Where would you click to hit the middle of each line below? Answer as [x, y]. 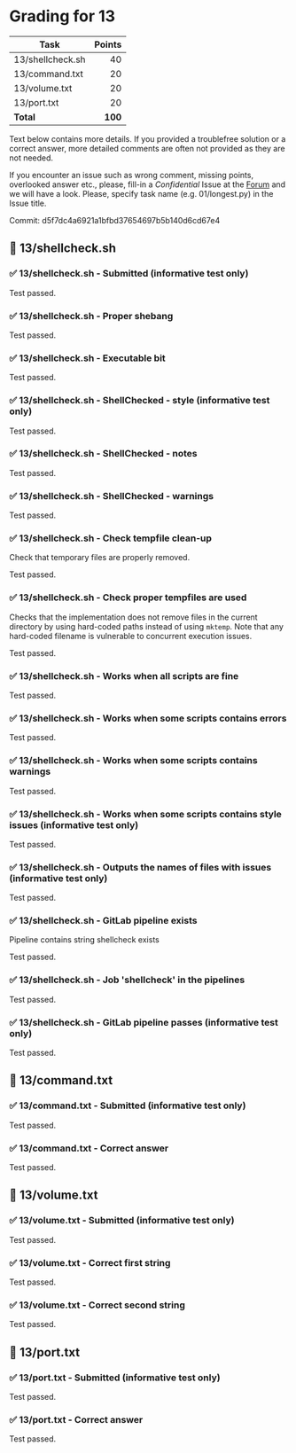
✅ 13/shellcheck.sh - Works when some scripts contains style [145, 814]
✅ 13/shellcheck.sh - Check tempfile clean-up [111, 538]
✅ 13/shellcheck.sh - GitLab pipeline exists [103, 921]
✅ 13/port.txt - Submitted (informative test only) [115, 1378]
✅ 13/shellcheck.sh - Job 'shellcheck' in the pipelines [127, 980]
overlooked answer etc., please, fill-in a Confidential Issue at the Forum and [148, 184]
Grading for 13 [62, 16]
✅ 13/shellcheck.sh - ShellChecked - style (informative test [140, 401]
